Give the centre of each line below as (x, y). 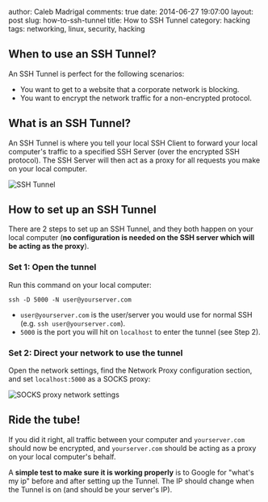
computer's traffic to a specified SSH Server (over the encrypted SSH (124, 151)
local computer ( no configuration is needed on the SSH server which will (132, 238)
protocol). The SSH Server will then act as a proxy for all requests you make (134, 160)
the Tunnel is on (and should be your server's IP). (90, 489)
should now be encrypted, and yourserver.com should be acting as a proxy (132, 448)
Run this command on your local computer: (80, 285)
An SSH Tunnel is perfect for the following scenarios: (96, 74)
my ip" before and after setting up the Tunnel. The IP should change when (131, 481)
